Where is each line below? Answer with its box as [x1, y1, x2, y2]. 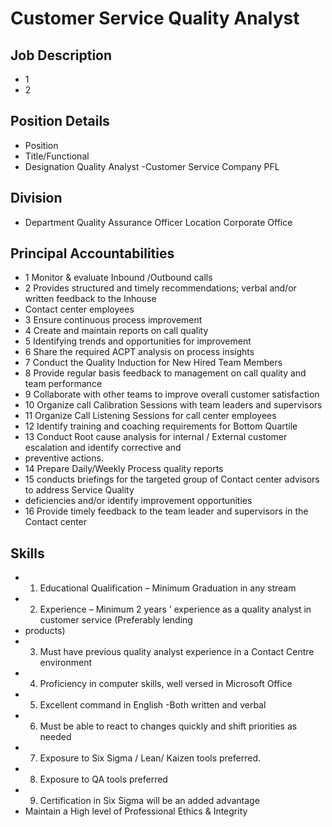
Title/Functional [24, 150, 90, 162]
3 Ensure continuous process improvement [24, 314, 203, 326]
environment [39, 657, 93, 669]
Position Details [10, 113, 110, 130]
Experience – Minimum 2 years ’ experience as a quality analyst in [39, 603, 312, 616]
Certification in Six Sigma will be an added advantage [39, 795, 260, 807]
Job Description [10, 47, 113, 64]
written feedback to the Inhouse [24, 293, 157, 305]
